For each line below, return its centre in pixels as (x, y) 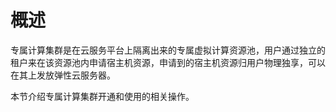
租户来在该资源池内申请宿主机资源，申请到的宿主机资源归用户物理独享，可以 (168, 62)
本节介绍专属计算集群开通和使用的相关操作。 (102, 96)
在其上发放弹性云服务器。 (63, 75)
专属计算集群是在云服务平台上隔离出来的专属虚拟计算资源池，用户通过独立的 (168, 50)
